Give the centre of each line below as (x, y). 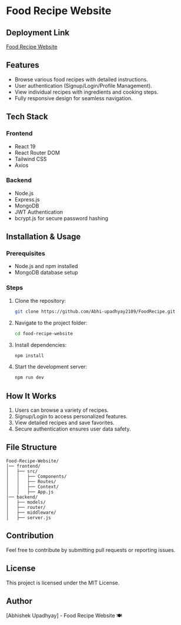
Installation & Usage (43, 237)
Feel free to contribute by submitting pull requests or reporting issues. (91, 550)
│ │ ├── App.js (30, 492)
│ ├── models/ (26, 502)
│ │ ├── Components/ (36, 476)
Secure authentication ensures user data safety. (73, 429)
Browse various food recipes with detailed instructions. (81, 79)
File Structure (31, 447)
